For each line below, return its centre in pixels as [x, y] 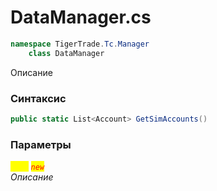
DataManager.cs [81, 17]
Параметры [41, 144]
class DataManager [66, 53]
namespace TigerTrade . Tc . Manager [80, 44]
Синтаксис [38, 98]
